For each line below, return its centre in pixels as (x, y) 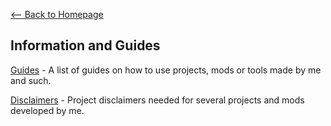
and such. (31, 80)
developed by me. (47, 110)
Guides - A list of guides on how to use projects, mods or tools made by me (166, 70)
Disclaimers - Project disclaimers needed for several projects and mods (157, 100)
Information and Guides (85, 45)
